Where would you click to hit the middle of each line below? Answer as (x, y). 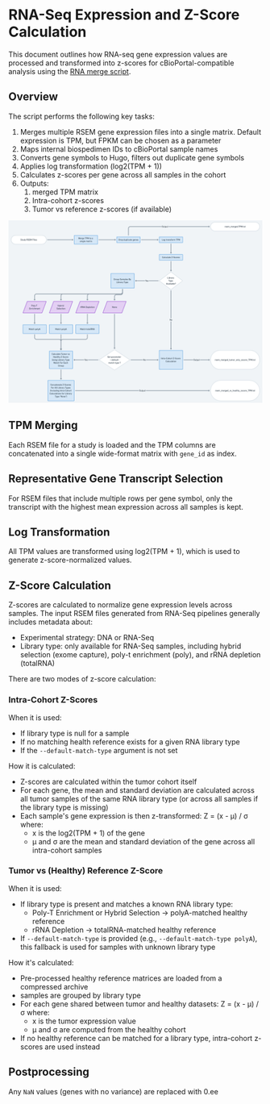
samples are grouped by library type (80, 995)
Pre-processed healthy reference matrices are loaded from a (121, 978)
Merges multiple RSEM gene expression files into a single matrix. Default (141, 131)
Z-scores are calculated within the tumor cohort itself (108, 781)
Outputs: (35, 183)
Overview (33, 97)
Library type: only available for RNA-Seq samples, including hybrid (131, 646)
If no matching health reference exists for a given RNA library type (130, 742)
